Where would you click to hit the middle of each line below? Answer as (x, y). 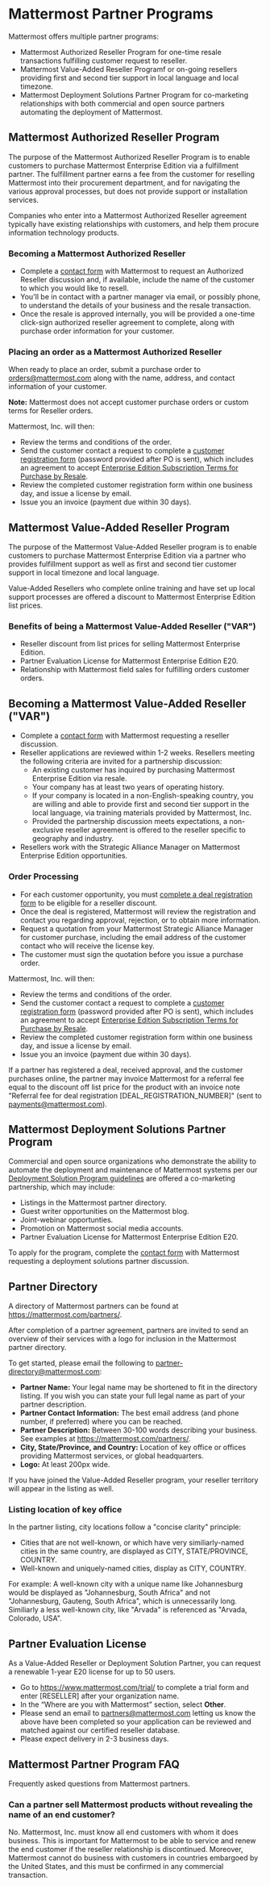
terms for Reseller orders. (51, 411)
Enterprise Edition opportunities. (73, 855)
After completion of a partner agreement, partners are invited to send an (128, 1330)
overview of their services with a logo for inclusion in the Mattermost (123, 1339)
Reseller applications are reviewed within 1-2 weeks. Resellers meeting (137, 753)
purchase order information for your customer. (97, 331)
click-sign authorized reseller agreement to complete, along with (127, 323)
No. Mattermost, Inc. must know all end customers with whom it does (124, 1832)
